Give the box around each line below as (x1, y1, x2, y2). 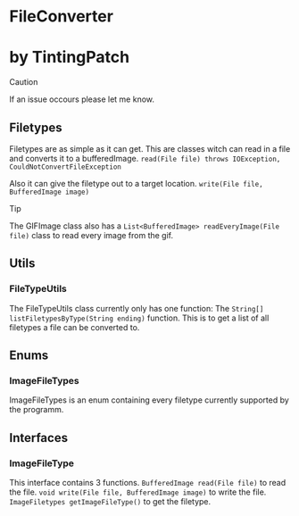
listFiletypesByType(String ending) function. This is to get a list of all (9, 312, 270, 323)
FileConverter (9, 6, 114, 27)
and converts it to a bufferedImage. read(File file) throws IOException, (9, 153, 281, 163)
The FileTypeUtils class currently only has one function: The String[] (9, 303, 264, 313)
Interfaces (9, 430, 69, 445)
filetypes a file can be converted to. (9, 321, 140, 332)
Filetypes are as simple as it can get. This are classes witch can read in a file (9, 143, 291, 154)
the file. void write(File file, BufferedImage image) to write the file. (9, 487, 267, 497)
